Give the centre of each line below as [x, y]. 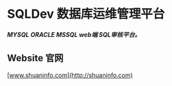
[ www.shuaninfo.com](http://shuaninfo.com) [70, 75]
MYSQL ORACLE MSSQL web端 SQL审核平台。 [74, 34]
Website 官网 [35, 58]
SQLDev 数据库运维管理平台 [86, 14]
